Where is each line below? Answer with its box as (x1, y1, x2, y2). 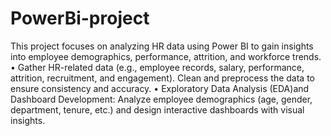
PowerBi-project (10, 7, 150, 30)
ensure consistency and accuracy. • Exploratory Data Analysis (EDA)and (10, 82, 310, 94)
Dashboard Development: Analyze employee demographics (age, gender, (10, 93, 313, 105)
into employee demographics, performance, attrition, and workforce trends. (10, 50, 322, 62)
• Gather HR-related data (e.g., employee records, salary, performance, (10, 61, 305, 73)
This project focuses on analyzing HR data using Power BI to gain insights (10, 40, 314, 52)
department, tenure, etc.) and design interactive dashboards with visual (10, 103, 305, 116)
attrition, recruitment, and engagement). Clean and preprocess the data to (10, 72, 315, 84)
